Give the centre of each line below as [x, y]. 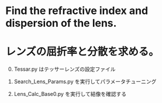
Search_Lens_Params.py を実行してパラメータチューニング [85, 82]
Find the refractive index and [77, 11]
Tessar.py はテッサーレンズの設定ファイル [65, 69]
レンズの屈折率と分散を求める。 [82, 52]
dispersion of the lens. [61, 23]
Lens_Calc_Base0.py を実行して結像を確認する [70, 94]
